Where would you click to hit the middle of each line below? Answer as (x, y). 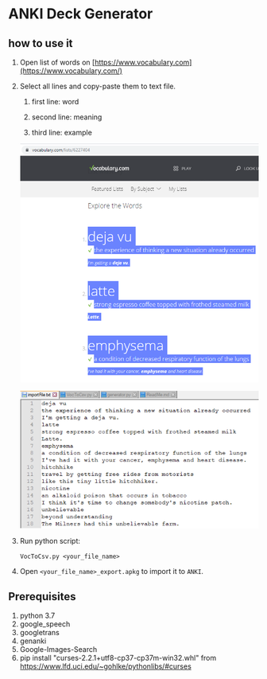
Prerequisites (42, 597)
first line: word (55, 101)
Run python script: (50, 541)
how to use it (41, 43)
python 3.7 (37, 615)
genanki (33, 641)
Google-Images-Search (58, 649)
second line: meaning (67, 117)
